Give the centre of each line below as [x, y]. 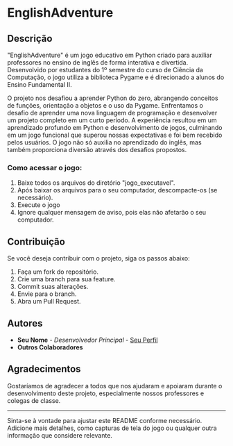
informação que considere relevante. [60, 435]
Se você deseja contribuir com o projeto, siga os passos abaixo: [98, 258]
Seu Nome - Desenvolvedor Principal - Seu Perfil [87, 340]
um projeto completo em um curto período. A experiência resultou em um [112, 120]
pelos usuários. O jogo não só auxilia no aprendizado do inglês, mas [105, 142]
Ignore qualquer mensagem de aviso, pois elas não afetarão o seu [112, 213]
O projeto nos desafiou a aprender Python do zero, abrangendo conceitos [113, 98]
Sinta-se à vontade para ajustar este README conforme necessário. [105, 420]
